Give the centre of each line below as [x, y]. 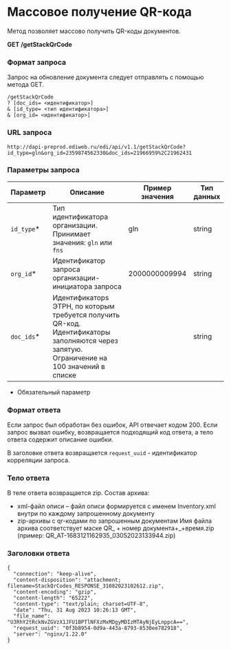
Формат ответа [34, 410]
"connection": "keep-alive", [55, 574]
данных [207, 196]
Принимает [71, 233]
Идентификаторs [81, 297]
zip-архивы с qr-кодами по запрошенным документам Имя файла [114, 521]
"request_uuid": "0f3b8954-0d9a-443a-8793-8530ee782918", [98, 628]
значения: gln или [82, 242]
